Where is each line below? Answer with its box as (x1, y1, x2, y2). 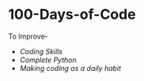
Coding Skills (19, 46, 63, 56)
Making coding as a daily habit (19, 63, 121, 72)
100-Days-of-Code (8, 6, 136, 24)
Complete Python (19, 55, 77, 64)
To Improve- (8, 31, 49, 41)
